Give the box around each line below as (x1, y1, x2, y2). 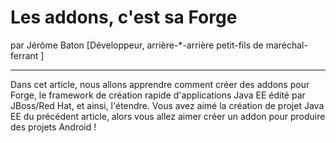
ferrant (10, 49, 39, 61)
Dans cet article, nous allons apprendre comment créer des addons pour (10, 78, 310, 90)
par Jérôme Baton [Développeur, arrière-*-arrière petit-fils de (10, 39, 264, 51)
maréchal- (265, 39, 308, 51)
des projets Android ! (10, 121, 97, 133)
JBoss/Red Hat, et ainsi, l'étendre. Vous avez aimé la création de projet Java (10, 99, 325, 111)
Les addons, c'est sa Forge (10, 6, 238, 29)
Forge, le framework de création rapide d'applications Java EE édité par (10, 89, 306, 101)
